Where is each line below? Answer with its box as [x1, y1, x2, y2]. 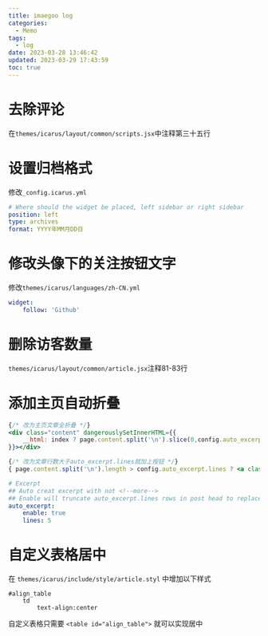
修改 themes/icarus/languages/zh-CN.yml [8, 282, 141, 292]
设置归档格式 [8, 159, 93, 177]
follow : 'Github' [22, 306, 81, 314]
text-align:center [37, 604, 98, 612]
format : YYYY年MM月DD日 [8, 225, 84, 234]
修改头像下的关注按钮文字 [8, 255, 177, 273]
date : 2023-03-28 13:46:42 [8, 49, 98, 57]
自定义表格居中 [8, 546, 107, 564]
